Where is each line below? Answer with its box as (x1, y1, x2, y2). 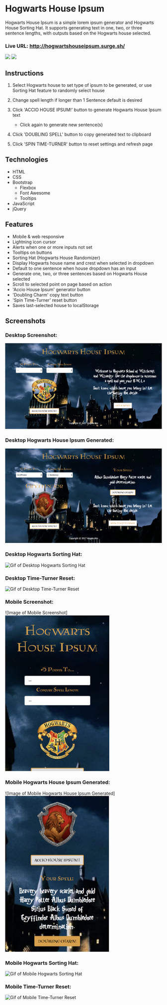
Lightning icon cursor (12, 239, 56, 245)
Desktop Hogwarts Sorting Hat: (5, 551, 83, 558)
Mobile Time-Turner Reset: (5, 983, 72, 990)
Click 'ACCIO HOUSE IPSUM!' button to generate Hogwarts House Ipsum (12, 107, 162, 113)
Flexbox (19, 184, 36, 190)
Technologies (5, 156, 49, 164)
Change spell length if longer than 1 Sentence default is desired (12, 97, 143, 103)
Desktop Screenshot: (5, 332, 58, 338)
